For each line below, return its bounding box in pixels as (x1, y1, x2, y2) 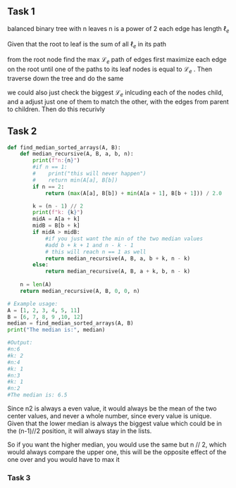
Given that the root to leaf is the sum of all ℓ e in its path (7, 39, 167, 50)
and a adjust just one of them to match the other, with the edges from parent (7, 97, 229, 106)
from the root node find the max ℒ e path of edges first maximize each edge (7, 56, 227, 65)
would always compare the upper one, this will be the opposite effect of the (7, 448, 227, 456)
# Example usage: (7, 300, 58, 307)
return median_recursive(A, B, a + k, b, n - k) (44, 268, 191, 275)
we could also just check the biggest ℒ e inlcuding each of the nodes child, (7, 88, 224, 98)
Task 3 (7, 473, 31, 483)
